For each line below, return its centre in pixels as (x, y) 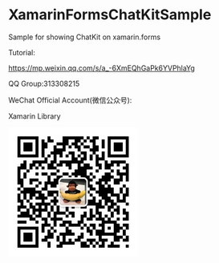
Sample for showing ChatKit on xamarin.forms (85, 37)
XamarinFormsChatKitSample (110, 15)
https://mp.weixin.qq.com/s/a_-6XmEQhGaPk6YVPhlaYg (101, 68)
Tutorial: (22, 52)
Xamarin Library (35, 116)
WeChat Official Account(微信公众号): (70, 100)
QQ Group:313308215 (44, 83)
